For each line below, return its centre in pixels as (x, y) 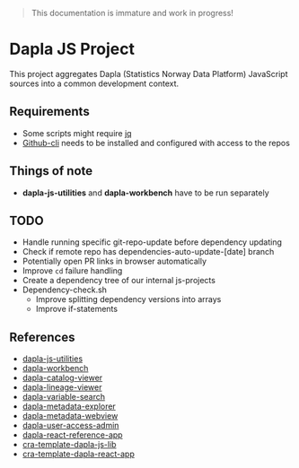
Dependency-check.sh (65, 290)
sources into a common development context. (94, 83)
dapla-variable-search (64, 397)
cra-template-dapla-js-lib (69, 445)
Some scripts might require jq (77, 133)
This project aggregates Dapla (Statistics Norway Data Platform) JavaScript (149, 74)
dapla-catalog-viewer (62, 378)
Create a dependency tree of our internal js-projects (119, 281)
